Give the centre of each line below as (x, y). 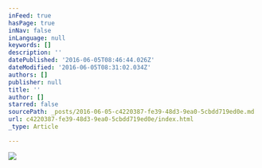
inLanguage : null (37, 38)
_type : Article (33, 127)
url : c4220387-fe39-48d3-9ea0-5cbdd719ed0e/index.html (101, 119)
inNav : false (30, 30)
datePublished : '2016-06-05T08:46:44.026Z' (82, 61)
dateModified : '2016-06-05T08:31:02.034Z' (80, 68)
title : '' (25, 90)
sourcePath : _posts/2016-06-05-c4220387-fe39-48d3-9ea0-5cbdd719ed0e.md (131, 112)
